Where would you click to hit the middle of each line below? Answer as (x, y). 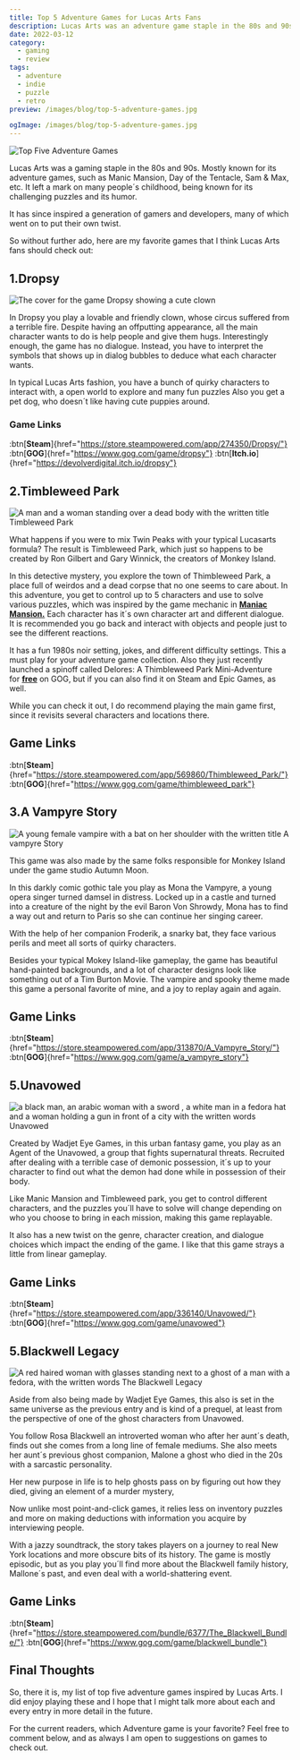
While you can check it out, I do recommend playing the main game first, (143, 706)
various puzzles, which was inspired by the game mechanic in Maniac (138, 604)
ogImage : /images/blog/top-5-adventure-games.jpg (104, 125)
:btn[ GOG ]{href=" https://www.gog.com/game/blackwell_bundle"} (146, 1642)
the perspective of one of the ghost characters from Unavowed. (127, 1418)
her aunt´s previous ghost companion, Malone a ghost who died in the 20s (146, 1455)
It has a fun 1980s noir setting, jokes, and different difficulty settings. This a (148, 651)
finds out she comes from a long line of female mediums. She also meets (143, 1445)
